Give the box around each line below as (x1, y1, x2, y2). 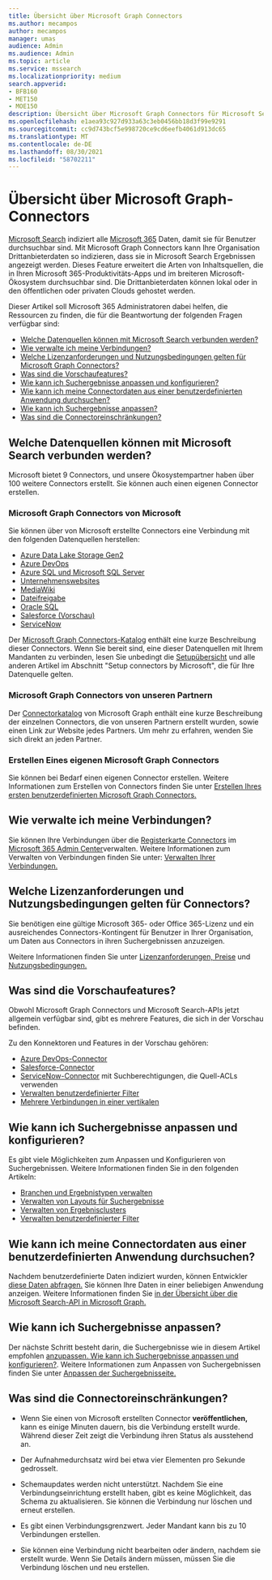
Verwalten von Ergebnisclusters (19, 1205, 127, 1215)
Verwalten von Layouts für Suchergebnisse (19, 1196, 164, 1206)
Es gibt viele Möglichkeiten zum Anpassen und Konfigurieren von (8, 1155, 226, 1165)
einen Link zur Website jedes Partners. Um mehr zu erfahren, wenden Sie (8, 725, 253, 735)
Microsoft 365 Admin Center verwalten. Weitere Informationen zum (8, 843, 231, 853)
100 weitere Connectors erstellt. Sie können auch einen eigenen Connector (8, 479, 259, 488)
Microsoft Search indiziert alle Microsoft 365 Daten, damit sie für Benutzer (8, 235, 257, 244)
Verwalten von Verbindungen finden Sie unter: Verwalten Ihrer (8, 852, 216, 862)
